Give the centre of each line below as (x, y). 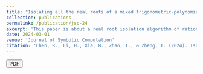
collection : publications (39, 18)
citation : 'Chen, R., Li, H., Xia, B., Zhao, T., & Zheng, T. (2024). (97, 46)
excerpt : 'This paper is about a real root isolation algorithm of (93, 29)
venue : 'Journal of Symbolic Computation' (60, 40)
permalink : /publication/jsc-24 (47, 23)
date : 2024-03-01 (28, 35)
